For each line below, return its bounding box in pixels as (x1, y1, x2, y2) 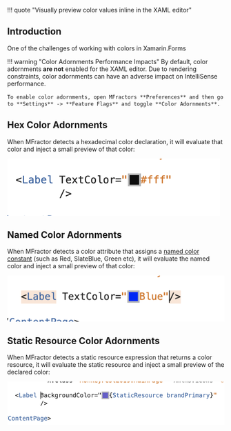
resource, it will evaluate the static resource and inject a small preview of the (7, 361, 225, 369)
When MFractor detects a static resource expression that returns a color (7, 353, 212, 361)
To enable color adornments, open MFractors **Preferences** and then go (7, 93, 224, 101)
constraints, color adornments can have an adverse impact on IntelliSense (7, 72, 218, 80)
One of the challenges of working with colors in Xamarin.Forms (7, 44, 186, 52)
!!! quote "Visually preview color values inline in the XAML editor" (7, 6, 192, 14)
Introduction (7, 26, 62, 37)
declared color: (7, 368, 50, 377)
